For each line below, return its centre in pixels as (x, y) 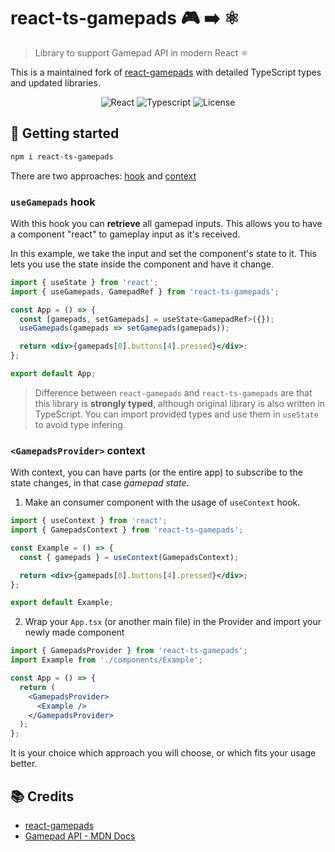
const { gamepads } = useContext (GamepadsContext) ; (129, 557)
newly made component (74, 632)
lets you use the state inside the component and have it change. (142, 264)
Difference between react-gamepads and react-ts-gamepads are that (173, 392)
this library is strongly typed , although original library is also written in (180, 403)
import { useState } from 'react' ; (84, 282)
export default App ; (53, 374)
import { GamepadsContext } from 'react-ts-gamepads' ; (127, 530)
